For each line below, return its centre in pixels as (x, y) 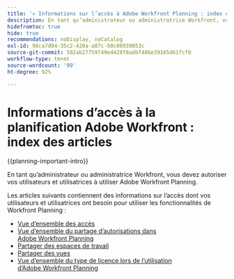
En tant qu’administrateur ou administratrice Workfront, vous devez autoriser (117, 175)
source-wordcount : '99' (42, 65)
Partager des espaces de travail (63, 246)
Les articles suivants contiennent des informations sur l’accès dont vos (109, 196)
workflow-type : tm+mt (39, 59)
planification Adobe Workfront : (101, 127)
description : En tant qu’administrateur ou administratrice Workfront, (113, 20)
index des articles (60, 142)
